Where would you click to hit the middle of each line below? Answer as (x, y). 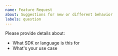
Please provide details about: (35, 33)
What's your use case (35, 48)
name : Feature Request (29, 10)
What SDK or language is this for (46, 43)
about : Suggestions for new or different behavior (59, 14)
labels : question (23, 19)
